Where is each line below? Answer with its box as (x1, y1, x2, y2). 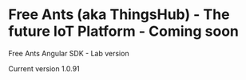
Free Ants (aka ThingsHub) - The (8, 6, 230, 24)
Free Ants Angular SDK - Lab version (8, 48, 129, 58)
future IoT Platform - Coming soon (8, 22, 240, 40)
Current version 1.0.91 (8, 63, 80, 73)
